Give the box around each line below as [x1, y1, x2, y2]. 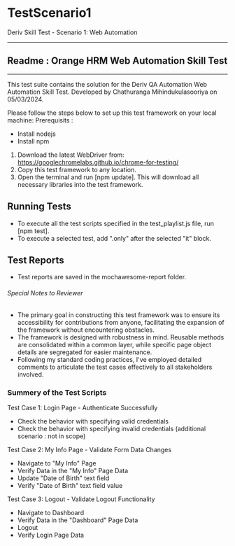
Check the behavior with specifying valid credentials [17, 416, 169, 425]
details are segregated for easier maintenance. [17, 348, 152, 356]
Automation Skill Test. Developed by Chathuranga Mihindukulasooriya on [7, 87, 218, 96]
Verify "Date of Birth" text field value [17, 481, 123, 489]
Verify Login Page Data [17, 531, 85, 539]
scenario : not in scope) [17, 432, 86, 440]
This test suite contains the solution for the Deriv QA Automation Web [7, 80, 208, 88]
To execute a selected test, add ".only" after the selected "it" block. [17, 234, 212, 242]
